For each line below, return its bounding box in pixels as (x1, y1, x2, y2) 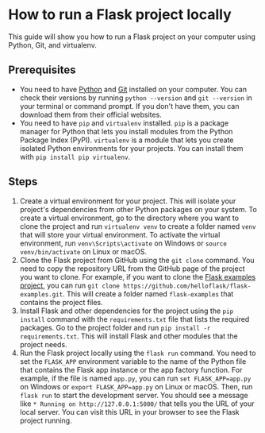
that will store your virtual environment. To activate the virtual (19, 230, 221, 239)
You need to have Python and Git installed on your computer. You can (19, 84, 248, 94)
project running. (19, 416, 73, 425)
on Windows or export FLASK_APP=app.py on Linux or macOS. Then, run (19, 381, 253, 391)
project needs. (19, 339, 67, 349)
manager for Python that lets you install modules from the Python (19, 126, 233, 136)
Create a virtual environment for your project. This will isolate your (19, 196, 236, 206)
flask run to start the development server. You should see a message (19, 390, 248, 400)
